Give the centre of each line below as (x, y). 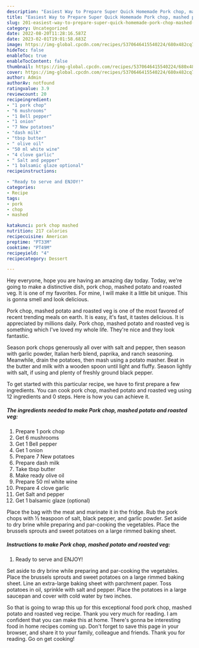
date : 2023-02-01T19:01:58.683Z (46, 39)
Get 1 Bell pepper (36, 444)
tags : (13, 198)
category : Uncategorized (37, 28)
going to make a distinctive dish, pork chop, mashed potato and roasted (94, 287)
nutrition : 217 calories (37, 231)
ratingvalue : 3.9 (28, 89)
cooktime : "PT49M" (29, 247)
